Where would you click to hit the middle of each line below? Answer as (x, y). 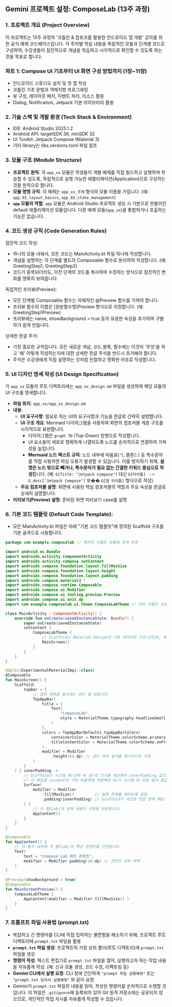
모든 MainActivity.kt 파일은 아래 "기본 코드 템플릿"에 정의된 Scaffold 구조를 (88, 526)
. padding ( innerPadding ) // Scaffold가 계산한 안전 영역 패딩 (103, 799)
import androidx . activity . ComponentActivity (53, 557)
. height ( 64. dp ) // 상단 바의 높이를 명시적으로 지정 (101, 756)
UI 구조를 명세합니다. (26, 393)
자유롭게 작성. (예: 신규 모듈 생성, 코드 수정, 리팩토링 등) (73, 966)
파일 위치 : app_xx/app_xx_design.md (49, 404)
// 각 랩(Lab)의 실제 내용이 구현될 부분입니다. (77, 809)
